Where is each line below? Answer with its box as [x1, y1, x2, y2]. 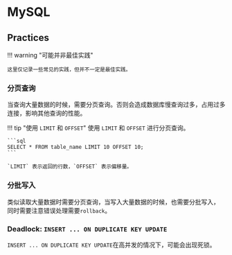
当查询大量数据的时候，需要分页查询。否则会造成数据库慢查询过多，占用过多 [7, 100, 226, 109]
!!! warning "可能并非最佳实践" [7, 51, 93, 59]
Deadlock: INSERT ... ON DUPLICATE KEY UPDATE [7, 224, 168, 234]
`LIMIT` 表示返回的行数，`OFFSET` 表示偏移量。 [7, 164, 133, 170]
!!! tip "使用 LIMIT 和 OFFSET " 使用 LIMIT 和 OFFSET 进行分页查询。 [7, 124, 190, 132]
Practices [7, 32, 50, 44]
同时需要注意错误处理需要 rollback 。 [7, 206, 111, 215]
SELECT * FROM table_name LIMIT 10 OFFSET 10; [7, 143, 144, 151]
